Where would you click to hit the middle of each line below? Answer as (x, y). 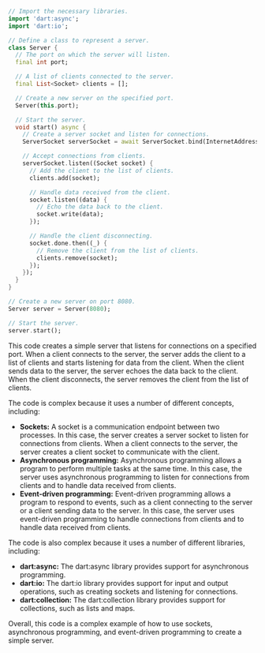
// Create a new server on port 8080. (72, 302)
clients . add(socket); (65, 178)
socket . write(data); (70, 214)
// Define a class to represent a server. (79, 40)
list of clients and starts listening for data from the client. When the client (126, 362)
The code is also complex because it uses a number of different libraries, (127, 542)
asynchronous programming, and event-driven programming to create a (125, 632)
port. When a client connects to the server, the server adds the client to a (127, 354)
